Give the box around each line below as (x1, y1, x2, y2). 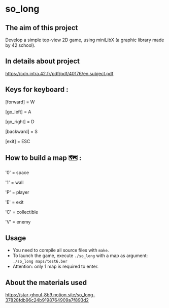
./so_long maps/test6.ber (12, 259, 67, 264)
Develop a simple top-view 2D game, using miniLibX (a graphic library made (5, 37, 164, 43)
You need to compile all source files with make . (12, 247, 109, 254)
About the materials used (5, 278, 87, 287)
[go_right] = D (5, 118, 35, 125)
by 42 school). (5, 42, 36, 48)
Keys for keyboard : (5, 85, 69, 94)
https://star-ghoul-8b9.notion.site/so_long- (5, 292, 95, 298)
